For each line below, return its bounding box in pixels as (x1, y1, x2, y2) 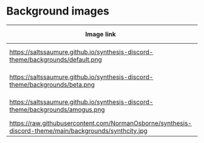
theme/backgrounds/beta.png (9, 80, 95, 88)
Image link (85, 30, 117, 38)
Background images (6, 4, 110, 18)
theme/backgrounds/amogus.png (9, 105, 105, 113)
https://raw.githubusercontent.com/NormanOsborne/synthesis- (9, 119, 192, 127)
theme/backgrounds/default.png (9, 55, 102, 64)
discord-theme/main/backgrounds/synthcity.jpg (9, 126, 148, 135)
